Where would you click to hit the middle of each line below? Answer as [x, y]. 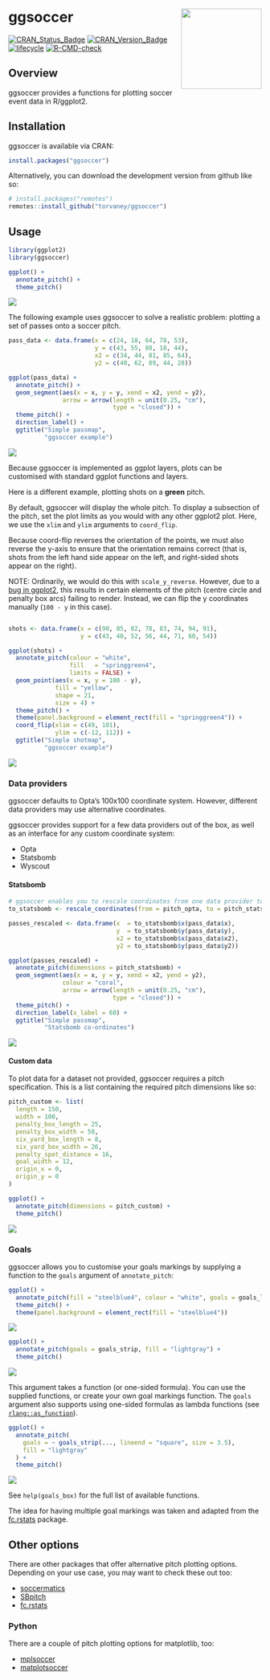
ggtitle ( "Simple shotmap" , [61, 740]
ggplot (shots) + [35, 651]
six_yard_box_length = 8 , [59, 1139]
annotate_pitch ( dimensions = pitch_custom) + [93, 1206]
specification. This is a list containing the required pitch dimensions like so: [133, 1087]
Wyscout [35, 866]
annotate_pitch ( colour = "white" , [73, 658]
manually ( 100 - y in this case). [60, 607]
